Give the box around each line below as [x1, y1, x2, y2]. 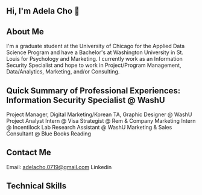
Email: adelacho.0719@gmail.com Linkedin [6, 163, 112, 170]
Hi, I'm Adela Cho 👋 [6, 6, 80, 16]
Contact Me [6, 147, 51, 158]
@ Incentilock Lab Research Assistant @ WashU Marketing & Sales [6, 124, 172, 131]
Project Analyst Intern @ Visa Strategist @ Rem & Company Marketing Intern [6, 117, 196, 125]
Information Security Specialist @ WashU [6, 94, 165, 105]
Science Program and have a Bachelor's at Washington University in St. [6, 49, 184, 56]
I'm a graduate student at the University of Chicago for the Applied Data [6, 43, 185, 50]
